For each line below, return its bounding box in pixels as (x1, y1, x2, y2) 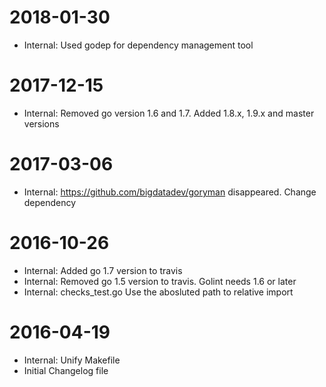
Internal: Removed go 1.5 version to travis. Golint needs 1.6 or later (23, 275, 297, 287)
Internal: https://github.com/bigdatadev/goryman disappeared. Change (23, 186, 317, 198)
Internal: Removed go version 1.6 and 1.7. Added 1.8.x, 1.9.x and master (23, 107, 315, 119)
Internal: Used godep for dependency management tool (23, 39, 254, 51)
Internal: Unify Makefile (23, 354, 121, 366)
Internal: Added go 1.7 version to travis (23, 264, 183, 276)
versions (23, 117, 60, 130)
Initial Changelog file (23, 364, 109, 376)
